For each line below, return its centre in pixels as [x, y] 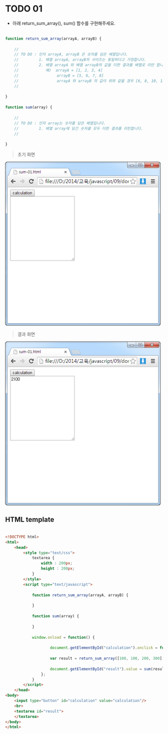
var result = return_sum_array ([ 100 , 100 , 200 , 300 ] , [107, 658]
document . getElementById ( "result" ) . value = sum [100, 669]
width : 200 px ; [56, 563]
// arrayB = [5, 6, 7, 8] [59, 76]
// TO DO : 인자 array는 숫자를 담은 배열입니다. [60, 123]
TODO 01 [24, 9]
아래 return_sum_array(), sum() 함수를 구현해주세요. [64, 23]
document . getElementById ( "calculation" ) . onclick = [103, 648]
